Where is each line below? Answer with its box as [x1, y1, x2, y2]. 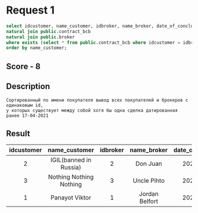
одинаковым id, [6, 102, 44, 108]
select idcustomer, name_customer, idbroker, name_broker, [6, 23, 154, 29]
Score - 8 [6, 61, 41, 71]
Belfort [139, 197, 159, 205]
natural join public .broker [6, 34, 75, 40]
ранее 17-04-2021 [6, 113, 49, 119]
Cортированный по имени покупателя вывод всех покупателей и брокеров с [6, 97, 189, 103]
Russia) [60, 163, 81, 172]
